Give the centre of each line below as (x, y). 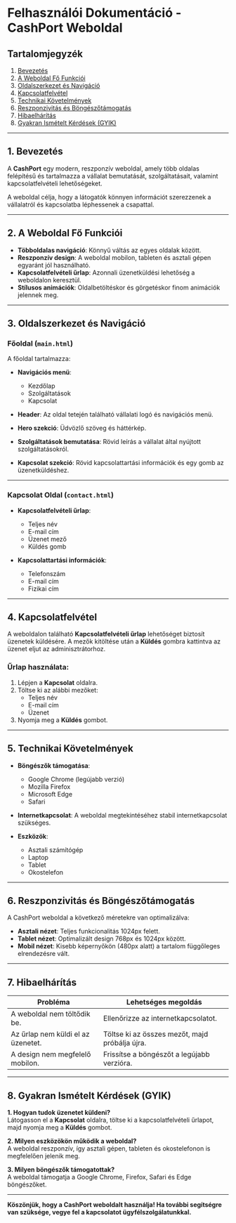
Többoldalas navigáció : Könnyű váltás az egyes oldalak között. (109, 250)
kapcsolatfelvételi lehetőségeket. (55, 183)
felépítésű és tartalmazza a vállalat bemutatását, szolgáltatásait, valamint (113, 176)
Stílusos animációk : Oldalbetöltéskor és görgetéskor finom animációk (119, 287)
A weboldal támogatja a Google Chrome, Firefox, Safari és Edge (99, 1177)
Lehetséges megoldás (164, 1002)
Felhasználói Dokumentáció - (94, 13)
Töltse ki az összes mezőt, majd (156, 1034)
